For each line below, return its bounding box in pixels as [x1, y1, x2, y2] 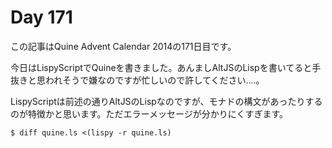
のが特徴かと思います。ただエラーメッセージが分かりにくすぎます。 [10, 107, 289, 120]
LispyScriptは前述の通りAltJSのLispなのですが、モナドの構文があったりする [10, 95, 323, 107]
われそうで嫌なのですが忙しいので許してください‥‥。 [44, 74, 265, 86]
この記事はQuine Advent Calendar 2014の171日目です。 [10, 40, 237, 52]
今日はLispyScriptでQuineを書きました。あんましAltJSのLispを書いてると [10, 61, 313, 73]
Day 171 [10, 6, 73, 29]
